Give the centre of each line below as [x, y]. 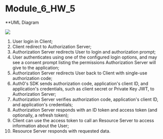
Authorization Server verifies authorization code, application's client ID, [85, 99]
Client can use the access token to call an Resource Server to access [83, 120]
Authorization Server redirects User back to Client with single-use [80, 73]
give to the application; [36, 68]
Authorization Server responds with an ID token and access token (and [85, 110]
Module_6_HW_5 [40, 9]
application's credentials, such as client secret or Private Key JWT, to [83, 89]
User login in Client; [33, 41]
